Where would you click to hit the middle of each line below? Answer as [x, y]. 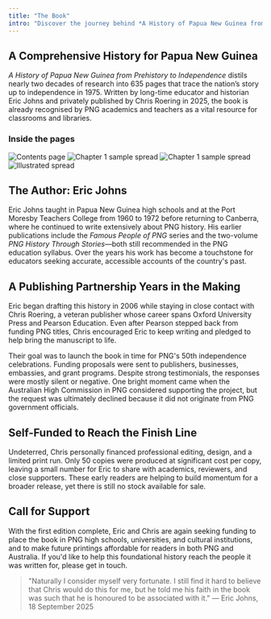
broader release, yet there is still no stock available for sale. [107, 486]
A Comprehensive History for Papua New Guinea [133, 56]
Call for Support [49, 511]
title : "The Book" [39, 16]
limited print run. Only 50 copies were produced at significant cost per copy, [135, 461]
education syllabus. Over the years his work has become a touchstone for [131, 253]
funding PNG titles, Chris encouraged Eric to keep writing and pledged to [130, 332]
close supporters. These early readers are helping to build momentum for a [133, 478]
